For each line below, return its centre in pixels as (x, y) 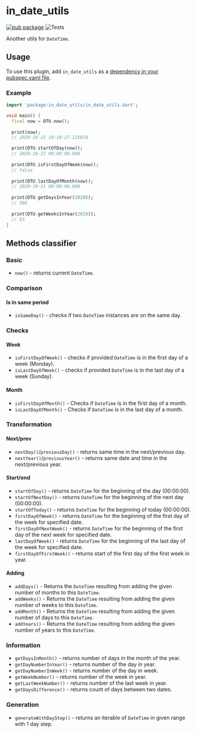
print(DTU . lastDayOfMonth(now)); (52, 181)
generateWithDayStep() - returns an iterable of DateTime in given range (100, 718)
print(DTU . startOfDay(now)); (47, 148)
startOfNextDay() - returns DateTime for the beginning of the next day (99, 497)
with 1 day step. (34, 724)
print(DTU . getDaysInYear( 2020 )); (52, 198)
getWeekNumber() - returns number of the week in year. (81, 677)
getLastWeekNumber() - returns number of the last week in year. (91, 683)
